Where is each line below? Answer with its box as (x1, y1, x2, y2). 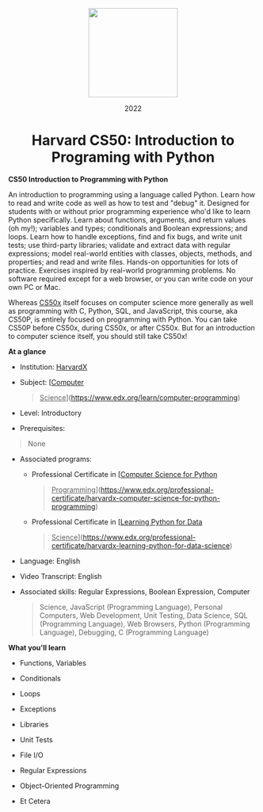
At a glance (8, 346, 47, 356)
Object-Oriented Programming (19, 780, 120, 791)
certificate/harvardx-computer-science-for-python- (51, 493, 220, 502)
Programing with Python (51, 148, 215, 166)
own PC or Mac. (8, 282, 61, 292)
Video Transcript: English (19, 571, 102, 581)
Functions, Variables (19, 658, 87, 668)
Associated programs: (19, 454, 93, 463)
